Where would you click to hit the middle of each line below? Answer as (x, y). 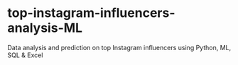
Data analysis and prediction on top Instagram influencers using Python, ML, (119, 47)
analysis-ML (45, 28)
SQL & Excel (25, 55)
